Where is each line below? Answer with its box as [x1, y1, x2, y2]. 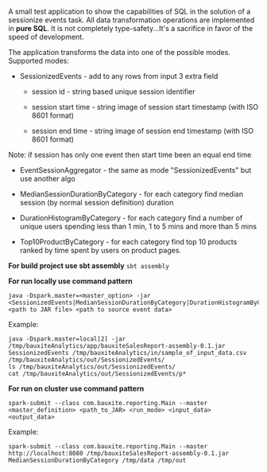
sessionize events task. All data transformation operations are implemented [8, 15, 255, 25]
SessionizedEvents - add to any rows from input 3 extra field [19, 72, 219, 80]
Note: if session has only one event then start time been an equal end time [8, 150, 252, 159]
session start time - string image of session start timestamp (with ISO [31, 103, 259, 111]
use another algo [19, 174, 75, 183]
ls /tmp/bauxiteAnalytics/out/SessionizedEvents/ [8, 363, 176, 371]
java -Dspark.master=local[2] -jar [8, 335, 126, 343]
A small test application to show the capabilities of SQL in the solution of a [8, 7, 251, 16]
